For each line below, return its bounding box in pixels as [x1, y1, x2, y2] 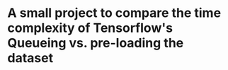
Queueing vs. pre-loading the [7, 35, 184, 51]
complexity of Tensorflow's [7, 20, 173, 36]
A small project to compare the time [7, 5, 222, 21]
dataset [7, 50, 54, 66]
